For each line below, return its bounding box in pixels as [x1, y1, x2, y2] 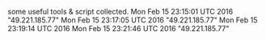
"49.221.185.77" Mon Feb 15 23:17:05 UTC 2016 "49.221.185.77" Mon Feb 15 [7, 15, 258, 25]
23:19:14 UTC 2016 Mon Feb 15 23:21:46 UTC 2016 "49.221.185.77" [7, 24, 230, 33]
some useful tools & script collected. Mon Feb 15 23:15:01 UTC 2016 [7, 7, 234, 16]
